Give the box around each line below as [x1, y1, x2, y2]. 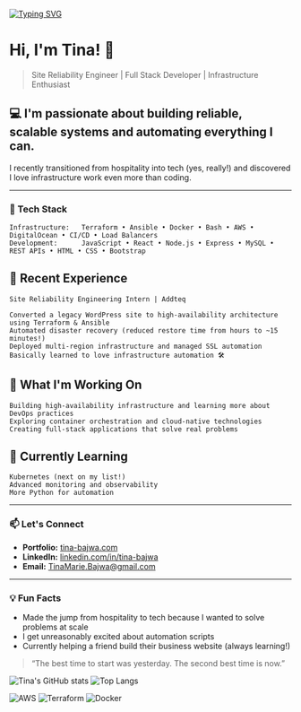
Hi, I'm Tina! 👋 [9, 40, 115, 60]
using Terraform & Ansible [9, 318, 110, 327]
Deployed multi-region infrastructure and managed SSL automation [9, 342, 262, 351]
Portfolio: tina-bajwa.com [21, 542, 118, 552]
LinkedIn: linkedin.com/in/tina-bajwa [21, 551, 159, 562]
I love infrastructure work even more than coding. [9, 171, 192, 183]
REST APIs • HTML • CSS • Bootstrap [9, 247, 146, 256]
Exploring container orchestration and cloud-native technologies [9, 417, 262, 426]
